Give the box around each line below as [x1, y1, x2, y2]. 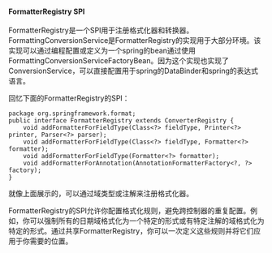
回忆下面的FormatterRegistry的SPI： [8, 93, 130, 103]
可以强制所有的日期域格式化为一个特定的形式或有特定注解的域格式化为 [29, 216, 265, 226]
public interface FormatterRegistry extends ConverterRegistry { [8, 117, 234, 125]
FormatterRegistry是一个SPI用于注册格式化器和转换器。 [8, 25, 194, 36]
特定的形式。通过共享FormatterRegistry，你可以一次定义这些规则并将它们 [8, 226, 254, 236]
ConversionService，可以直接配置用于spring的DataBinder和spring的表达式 [8, 66, 258, 76]
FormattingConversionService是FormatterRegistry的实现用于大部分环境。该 [8, 36, 261, 45]
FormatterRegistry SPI [8, 6, 85, 16]
